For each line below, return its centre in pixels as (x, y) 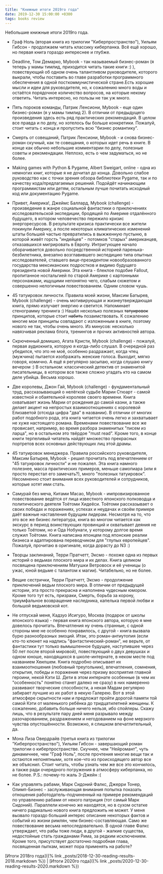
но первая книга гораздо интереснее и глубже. (61, 52)
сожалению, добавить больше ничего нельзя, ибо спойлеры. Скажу (83, 709)
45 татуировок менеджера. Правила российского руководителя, (80, 453)
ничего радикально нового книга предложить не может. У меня (78, 810)
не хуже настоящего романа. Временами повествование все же (79, 423)
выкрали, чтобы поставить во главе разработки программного (78, 77)
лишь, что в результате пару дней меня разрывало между (73, 714)
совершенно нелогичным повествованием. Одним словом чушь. (80, 286)
